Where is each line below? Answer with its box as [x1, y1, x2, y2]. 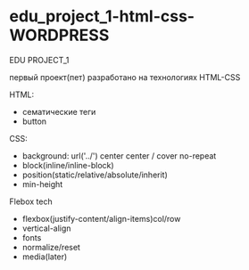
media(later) [21, 251, 68, 262]
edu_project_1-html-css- [9, 6, 195, 27]
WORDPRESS [9, 25, 110, 45]
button [21, 116, 47, 127]
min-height [21, 178, 63, 189]
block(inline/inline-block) [21, 160, 114, 170]
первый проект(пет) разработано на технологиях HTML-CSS [9, 71, 241, 82]
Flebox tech [9, 196, 53, 207]
